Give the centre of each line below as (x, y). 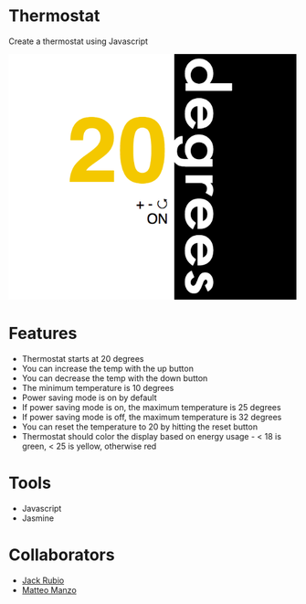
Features (43, 334)
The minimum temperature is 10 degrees (98, 387)
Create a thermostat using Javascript (78, 41)
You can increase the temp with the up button (107, 368)
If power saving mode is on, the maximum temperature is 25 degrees (151, 407)
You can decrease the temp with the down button (115, 378)
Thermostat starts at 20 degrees (83, 358)
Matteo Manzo (49, 589)
